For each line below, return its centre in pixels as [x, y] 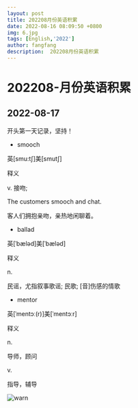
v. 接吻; [17, 188]
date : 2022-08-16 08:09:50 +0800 [55, 26]
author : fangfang [32, 45]
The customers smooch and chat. [54, 201]
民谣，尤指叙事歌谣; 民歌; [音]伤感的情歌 [64, 286]
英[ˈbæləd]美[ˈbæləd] [37, 243]
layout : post [26, 13]
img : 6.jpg [23, 33]
